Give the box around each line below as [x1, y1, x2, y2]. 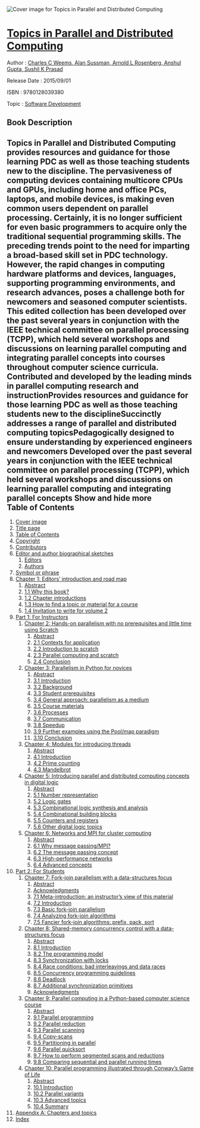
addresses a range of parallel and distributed [7, 418, 177, 428]
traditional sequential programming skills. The [7, 231, 182, 242]
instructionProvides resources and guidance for [7, 390, 189, 400]
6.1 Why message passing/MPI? [33, 842, 111, 849]
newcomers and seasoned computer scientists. [7, 297, 187, 307]
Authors [24, 563, 44, 570]
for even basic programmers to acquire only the [7, 222, 187, 232]
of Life [24, 1071, 40, 1078]
